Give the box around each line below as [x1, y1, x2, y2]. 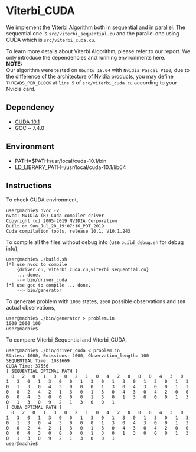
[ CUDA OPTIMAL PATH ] [6, 405, 62, 411]
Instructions [6, 180, 52, 190]
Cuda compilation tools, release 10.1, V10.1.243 [6, 229, 131, 235]
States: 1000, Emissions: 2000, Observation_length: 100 [6, 353, 149, 359]
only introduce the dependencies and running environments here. [6, 54, 166, 61]
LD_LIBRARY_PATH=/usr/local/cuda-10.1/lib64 [14, 164, 126, 171]
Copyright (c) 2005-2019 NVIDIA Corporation [6, 218, 117, 224]
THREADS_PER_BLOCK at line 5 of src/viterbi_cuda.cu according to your [6, 79, 177, 86]
